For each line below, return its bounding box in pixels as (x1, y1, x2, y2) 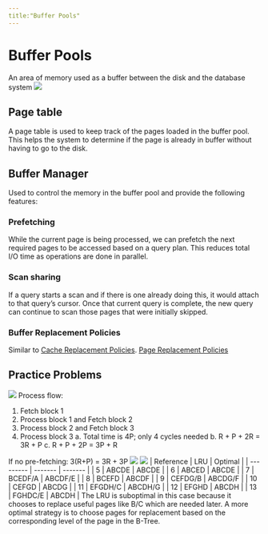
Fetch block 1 (19, 406, 64, 416)
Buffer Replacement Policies (8, 327, 122, 338)
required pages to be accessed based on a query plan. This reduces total (8, 243, 250, 253)
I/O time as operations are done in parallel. (8, 251, 149, 261)
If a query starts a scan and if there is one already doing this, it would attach (8, 290, 259, 299)
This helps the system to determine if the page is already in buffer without (8, 135, 252, 145)
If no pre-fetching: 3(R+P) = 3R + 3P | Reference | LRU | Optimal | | (8, 456, 249, 466)
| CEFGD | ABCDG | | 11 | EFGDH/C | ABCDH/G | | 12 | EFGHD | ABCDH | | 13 (8, 482, 258, 492)
